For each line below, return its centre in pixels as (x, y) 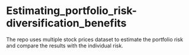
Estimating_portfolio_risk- (72, 11)
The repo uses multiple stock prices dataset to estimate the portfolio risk (95, 39)
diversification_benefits (66, 23)
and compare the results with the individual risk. (65, 46)
